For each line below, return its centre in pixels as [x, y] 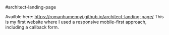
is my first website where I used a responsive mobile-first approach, [76, 22]
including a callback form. [32, 27]
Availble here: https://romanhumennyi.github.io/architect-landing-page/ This [84, 17]
